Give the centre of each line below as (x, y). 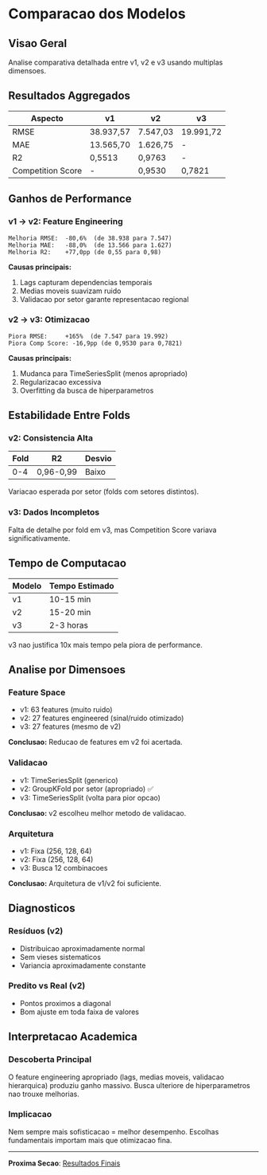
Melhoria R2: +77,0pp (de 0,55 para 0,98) (85, 252)
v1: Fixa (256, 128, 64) (56, 851)
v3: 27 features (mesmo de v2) (70, 727)
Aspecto (47, 118)
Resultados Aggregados (70, 96)
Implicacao (30, 1114)
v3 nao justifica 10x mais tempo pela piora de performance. (105, 644)
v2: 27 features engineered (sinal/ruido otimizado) (102, 719)
